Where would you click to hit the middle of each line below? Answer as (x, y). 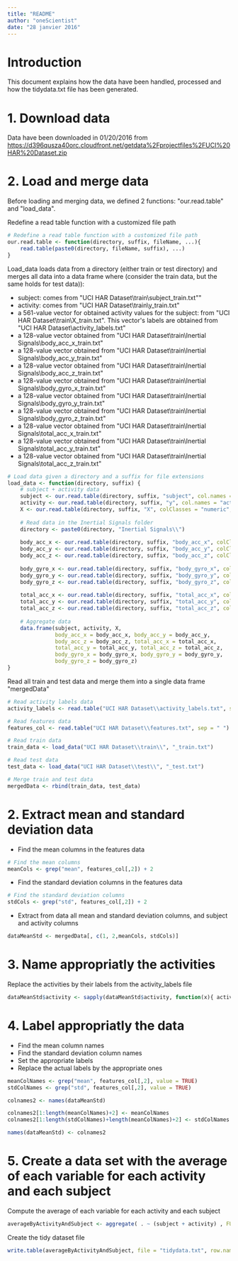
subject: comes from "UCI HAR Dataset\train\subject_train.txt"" (109, 297)
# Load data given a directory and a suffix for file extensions (106, 476)
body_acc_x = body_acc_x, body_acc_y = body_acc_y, (133, 635)
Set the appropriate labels (55, 1060)
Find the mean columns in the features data (81, 849)
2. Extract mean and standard (96, 814)
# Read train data (34, 741)
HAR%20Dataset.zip (37, 153)
